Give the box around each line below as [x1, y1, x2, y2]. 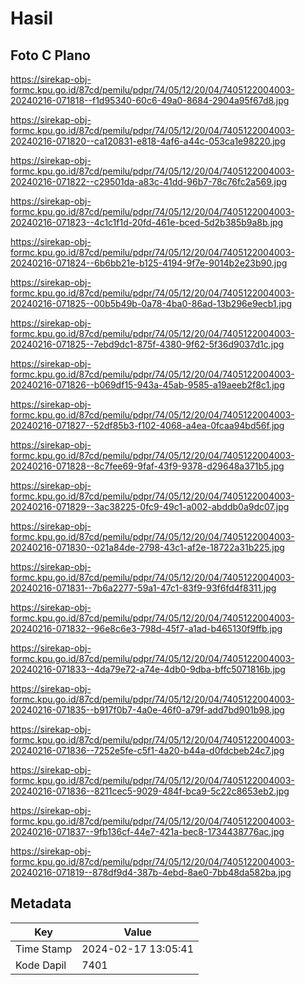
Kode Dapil [15, 958, 67, 972]
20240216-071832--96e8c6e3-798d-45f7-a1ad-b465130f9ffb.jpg [10, 623, 283, 634]
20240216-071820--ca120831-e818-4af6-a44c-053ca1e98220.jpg [10, 135, 286, 147]
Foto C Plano [10, 47, 91, 64]
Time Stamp [15, 942, 73, 956]
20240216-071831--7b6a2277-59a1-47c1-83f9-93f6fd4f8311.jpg [10, 582, 277, 594]
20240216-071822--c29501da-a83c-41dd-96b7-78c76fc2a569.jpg [10, 176, 288, 187]
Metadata [10, 895, 72, 912]
